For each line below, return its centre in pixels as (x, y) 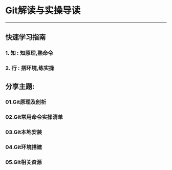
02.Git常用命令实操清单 (34, 117)
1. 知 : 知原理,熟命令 (29, 53)
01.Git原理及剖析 (26, 102)
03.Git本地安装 (24, 132)
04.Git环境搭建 (24, 147)
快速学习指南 (26, 37)
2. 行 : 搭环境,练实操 (30, 68)
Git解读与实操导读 (43, 10)
